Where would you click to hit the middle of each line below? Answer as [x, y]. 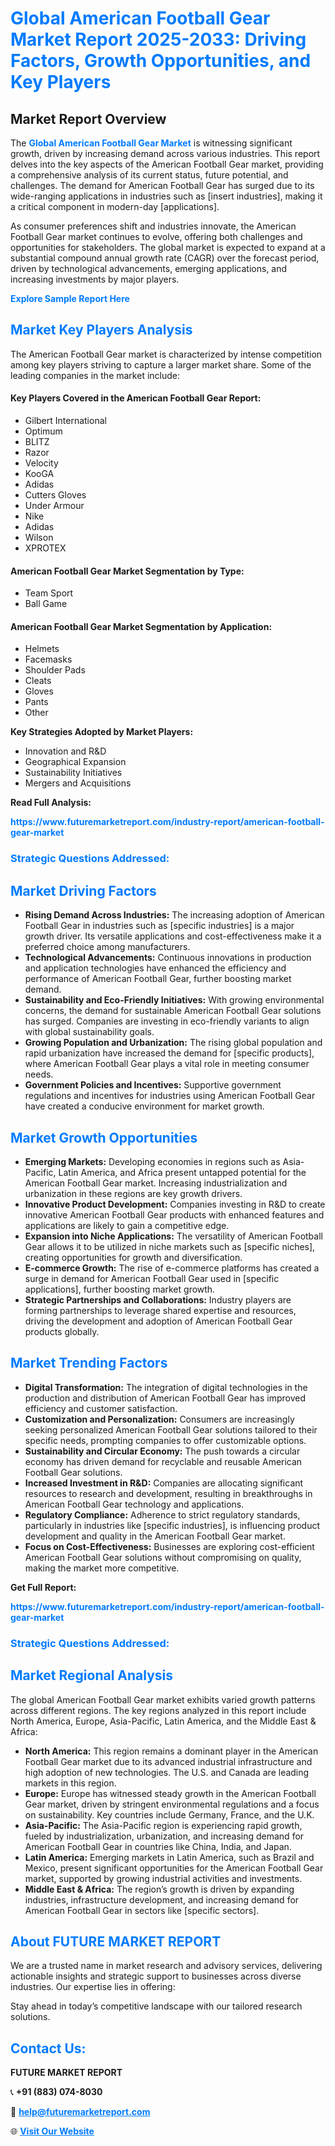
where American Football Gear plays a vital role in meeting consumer [167, 1064]
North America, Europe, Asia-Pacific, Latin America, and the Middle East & [163, 1721]
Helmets [42, 649]
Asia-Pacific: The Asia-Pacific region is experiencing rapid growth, [163, 1825]
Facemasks [48, 659]
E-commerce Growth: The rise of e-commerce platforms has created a [172, 1268]
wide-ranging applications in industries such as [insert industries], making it [166, 196]
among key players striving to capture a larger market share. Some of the [161, 364]
